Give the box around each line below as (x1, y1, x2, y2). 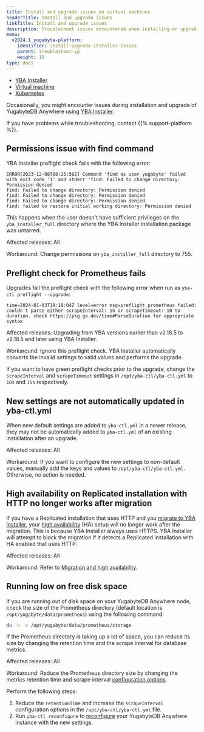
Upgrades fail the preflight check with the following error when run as (6, 284, 181, 292)
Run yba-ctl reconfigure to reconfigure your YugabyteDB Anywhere (15, 713, 188, 720)
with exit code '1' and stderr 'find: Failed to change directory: (6, 177, 181, 183)
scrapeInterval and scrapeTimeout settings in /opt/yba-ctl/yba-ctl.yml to (6, 372, 193, 379)
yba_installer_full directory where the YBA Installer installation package (6, 220, 191, 228)
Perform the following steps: (6, 688, 78, 695)
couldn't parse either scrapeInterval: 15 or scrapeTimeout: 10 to (6, 308, 181, 314)
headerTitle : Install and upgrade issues (6, 15, 113, 21)
